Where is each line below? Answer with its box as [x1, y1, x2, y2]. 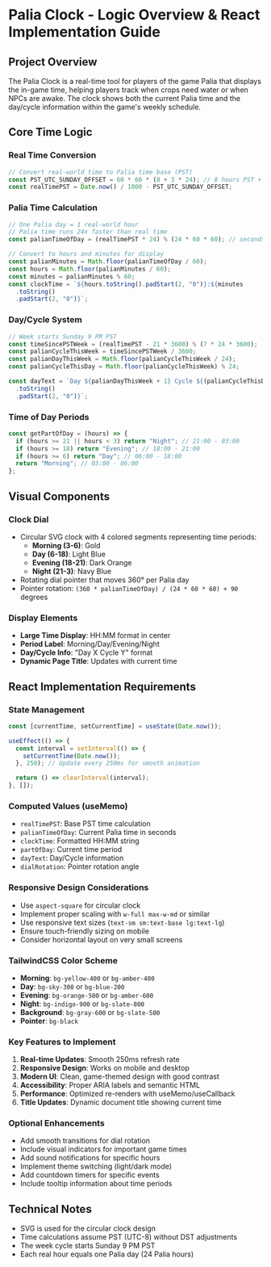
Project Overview [8, 55, 98, 69]
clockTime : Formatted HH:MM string [19, 836, 140, 845]
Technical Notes [8, 1202, 93, 1216]
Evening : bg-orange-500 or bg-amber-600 [19, 990, 154, 1000]
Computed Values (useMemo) [8, 800, 128, 812]
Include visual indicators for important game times [19, 1144, 187, 1154]
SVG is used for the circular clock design [19, 1223, 156, 1233]
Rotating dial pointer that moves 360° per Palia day [19, 575, 190, 585]
